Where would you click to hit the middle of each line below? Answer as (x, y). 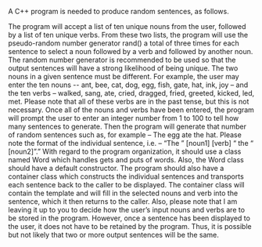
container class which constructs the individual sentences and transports (126, 176)
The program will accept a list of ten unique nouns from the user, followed (127, 26)
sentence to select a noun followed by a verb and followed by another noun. (131, 51)
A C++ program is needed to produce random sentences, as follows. (118, 11)
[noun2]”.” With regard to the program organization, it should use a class (125, 151)
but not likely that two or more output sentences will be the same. (113, 235)
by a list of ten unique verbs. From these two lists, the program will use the (128, 35)
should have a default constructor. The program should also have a (116, 168)
